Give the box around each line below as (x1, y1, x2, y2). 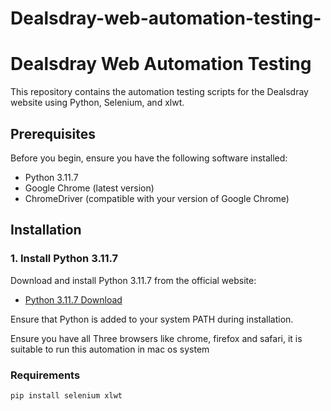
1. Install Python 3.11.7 (10, 252, 119, 266)
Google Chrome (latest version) (24, 182, 155, 194)
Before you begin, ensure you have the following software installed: (10, 152, 288, 164)
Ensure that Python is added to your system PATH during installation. (10, 313, 294, 325)
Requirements (10, 368, 81, 382)
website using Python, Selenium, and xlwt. (10, 97, 185, 109)
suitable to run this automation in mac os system (10, 343, 210, 355)
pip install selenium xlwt (10, 390, 123, 401)
